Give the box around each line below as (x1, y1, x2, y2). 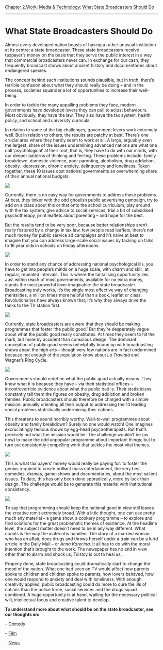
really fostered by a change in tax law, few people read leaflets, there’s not (5, 227, 154, 233)
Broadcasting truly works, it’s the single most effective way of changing (5, 287, 148, 293)
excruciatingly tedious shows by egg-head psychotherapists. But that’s (5, 426, 147, 432)
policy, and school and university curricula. (5, 117, 91, 123)
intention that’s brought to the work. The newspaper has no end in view (5, 546, 147, 552)
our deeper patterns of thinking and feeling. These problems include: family (5, 153, 156, 158)
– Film (5, 630, 17, 636)
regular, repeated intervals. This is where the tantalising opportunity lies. (5, 271, 150, 277)
